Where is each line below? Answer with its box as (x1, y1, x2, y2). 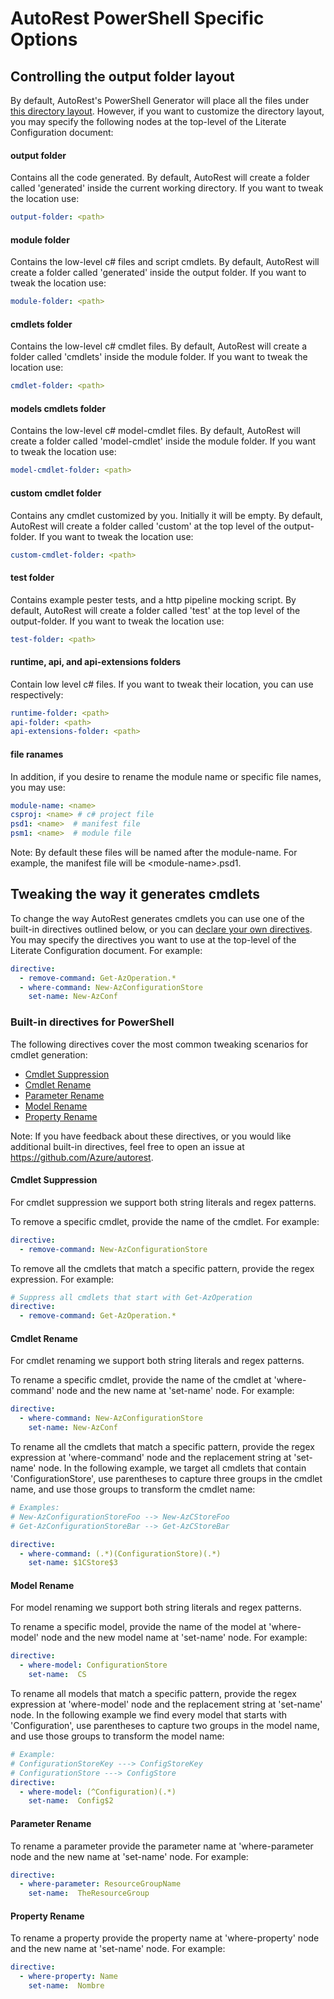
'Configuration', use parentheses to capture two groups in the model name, (10, 1720, 320, 1732)
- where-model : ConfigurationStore (19, 1660, 168, 1671)
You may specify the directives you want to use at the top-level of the (10, 933, 297, 946)
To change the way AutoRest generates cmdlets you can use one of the (10, 912, 305, 924)
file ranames (10, 748, 64, 760)
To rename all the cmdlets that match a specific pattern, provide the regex (10, 1441, 315, 1453)
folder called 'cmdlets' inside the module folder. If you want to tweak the (10, 351, 308, 363)
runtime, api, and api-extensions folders (10, 656, 182, 668)
